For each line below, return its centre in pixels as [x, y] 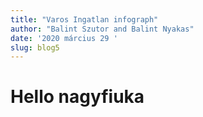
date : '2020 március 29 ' [64, 38]
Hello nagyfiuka [77, 97]
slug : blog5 [35, 47]
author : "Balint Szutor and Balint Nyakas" [102, 29]
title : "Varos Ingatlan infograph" [84, 19]
